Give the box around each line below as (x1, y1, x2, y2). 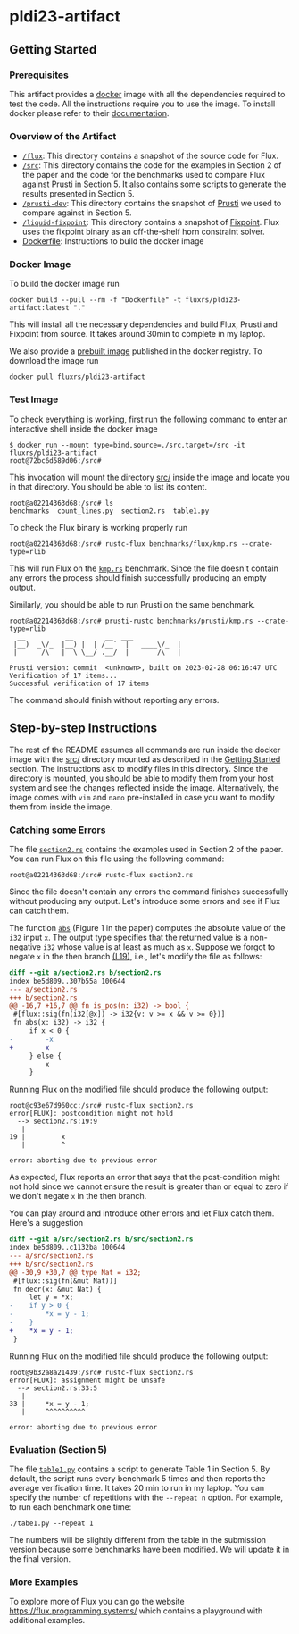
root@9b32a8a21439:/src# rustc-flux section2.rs (9, 1368, 194, 1377)
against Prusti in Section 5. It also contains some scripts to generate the (21, 179, 287, 189)
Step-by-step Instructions (9, 721, 158, 736)
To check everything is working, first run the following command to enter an (9, 414, 288, 424)
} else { (29, 1052, 62, 1060)
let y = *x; (29, 1293, 74, 1302)
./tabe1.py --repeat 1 (9, 1519, 94, 1528)
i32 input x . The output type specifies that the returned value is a (9, 932, 248, 943)
